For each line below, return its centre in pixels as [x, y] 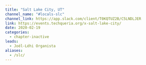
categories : [17, 32]
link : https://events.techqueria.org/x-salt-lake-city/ [63, 23]
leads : [12, 42]
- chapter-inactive [29, 37]
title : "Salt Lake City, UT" [35, 10]
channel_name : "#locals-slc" [35, 14]
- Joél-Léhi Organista [33, 46]
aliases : [14, 50]
